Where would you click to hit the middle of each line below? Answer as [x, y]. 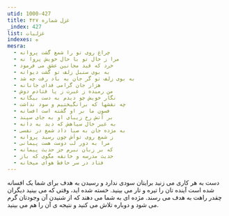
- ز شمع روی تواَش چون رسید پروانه [63, 137]
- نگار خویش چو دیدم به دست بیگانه [65, 98]
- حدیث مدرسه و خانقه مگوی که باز [63, 156]
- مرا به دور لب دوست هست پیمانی [62, 144]
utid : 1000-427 [29, 14]
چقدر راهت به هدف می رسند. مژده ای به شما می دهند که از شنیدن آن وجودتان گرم [115, 197]
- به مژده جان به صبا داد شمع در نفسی [70, 130]
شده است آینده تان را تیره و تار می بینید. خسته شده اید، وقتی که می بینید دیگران [111, 190]
